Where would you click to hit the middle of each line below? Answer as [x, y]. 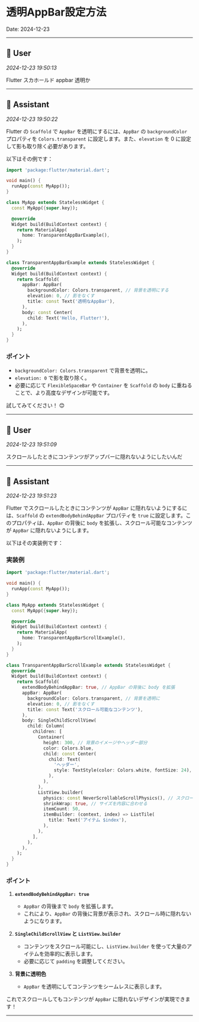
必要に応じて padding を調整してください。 [76, 961]
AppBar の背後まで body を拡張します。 [70, 906]
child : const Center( [70, 754]
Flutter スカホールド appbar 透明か [48, 80]
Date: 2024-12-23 [28, 29]
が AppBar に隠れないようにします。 [49, 530]
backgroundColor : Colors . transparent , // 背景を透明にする [98, 290]
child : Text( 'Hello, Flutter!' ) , [69, 318]
